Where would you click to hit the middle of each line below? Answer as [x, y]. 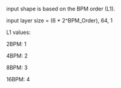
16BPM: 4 [18, 79]
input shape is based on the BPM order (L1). [61, 9]
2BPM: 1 [16, 44]
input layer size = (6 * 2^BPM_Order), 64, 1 [60, 20]
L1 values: [18, 32]
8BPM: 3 [17, 67]
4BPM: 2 [17, 56]
